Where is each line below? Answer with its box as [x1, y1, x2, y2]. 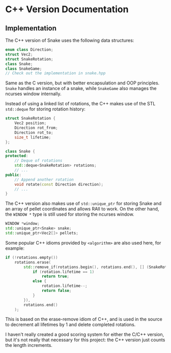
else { [32, 279, 47, 284]
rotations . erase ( [14, 259, 51, 265]
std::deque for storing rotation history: [5, 106, 85, 112]
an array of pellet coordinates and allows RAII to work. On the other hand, [5, 206, 159, 212]
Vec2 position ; [14, 121, 47, 126]
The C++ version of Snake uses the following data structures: [5, 37, 134, 43]
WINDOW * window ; [5, 221, 40, 226]
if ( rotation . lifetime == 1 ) [32, 269, 95, 274]
